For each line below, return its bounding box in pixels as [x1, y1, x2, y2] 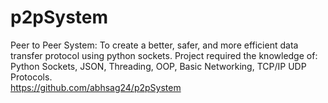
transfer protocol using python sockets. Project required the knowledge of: [10, 49, 318, 61]
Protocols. [10, 71, 53, 83]
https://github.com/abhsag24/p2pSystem [10, 81, 182, 93]
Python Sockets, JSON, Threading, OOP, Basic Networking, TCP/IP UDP [10, 60, 307, 72]
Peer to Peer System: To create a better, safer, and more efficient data [10, 39, 299, 51]
